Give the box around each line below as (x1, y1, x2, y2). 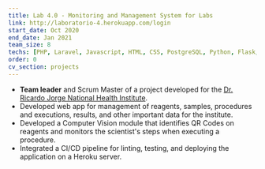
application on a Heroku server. (19, 152, 122, 161)
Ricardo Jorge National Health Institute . (19, 92, 148, 103)
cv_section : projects (8, 63, 80, 71)
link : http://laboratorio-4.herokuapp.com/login (8, 19, 171, 27)
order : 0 (8, 56, 37, 64)
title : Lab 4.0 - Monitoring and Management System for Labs (8, 11, 214, 20)
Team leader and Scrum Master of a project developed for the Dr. (19, 84, 233, 94)
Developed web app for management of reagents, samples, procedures (19, 101, 252, 111)
